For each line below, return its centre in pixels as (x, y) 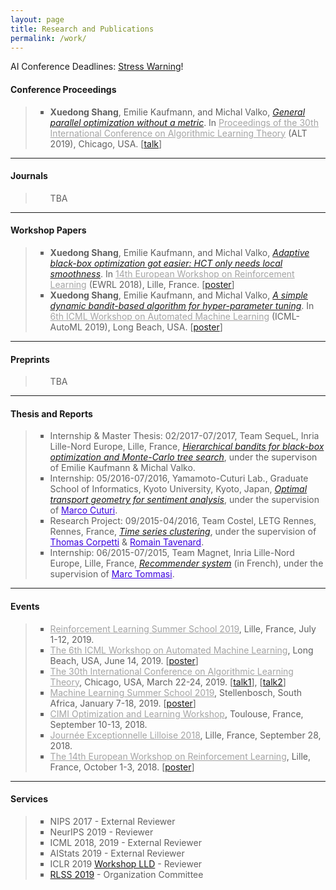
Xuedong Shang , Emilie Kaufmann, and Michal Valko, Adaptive (179, 252)
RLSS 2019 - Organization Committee (126, 874)
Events (25, 606)
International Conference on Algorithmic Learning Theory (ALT (178, 133)
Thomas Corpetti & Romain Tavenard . (127, 542)
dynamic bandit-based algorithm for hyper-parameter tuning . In (182, 305)
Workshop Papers (48, 230)
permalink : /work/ (48, 38)
